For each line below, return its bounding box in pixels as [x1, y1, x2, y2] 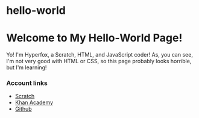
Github [14, 105, 32, 113]
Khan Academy [14, 99, 53, 106]
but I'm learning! [6, 64, 47, 71]
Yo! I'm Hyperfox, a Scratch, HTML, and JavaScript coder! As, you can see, [6, 51, 193, 58]
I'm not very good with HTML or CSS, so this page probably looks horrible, [6, 58, 192, 65]
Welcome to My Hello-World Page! [6, 31, 183, 45]
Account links [6, 79, 48, 87]
